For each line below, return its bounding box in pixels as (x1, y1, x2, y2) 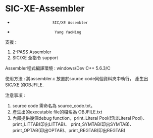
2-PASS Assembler (12, 49, 51, 55)
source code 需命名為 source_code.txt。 (12, 103, 95, 108)
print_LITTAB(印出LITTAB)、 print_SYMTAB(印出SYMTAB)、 (12, 121, 135, 127)
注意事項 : (5, 92, 25, 98)
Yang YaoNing (54, 30, 82, 34)
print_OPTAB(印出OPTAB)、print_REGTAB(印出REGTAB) (12, 127, 126, 133)
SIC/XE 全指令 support (12, 55, 58, 61)
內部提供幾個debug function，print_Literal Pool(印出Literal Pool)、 (12, 115, 148, 121)
